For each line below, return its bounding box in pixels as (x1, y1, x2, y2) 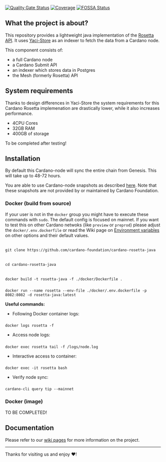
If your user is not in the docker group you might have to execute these (5, 211, 149, 217)
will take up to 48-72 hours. (5, 173, 61, 179)
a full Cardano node (12, 56, 53, 62)
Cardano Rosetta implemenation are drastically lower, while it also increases (5, 105, 160, 111)
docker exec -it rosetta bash (5, 365, 68, 371)
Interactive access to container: (12, 353, 77, 359)
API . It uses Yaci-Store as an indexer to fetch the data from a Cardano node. (5, 37, 160, 43)
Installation (5, 154, 41, 163)
